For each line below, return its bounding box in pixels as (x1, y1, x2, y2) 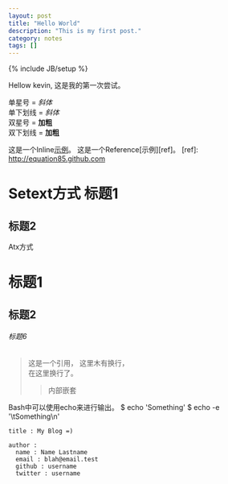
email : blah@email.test (15, 455, 99, 463)
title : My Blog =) (8, 427, 74, 435)
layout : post (8, 11, 52, 20)
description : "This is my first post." (8, 27, 142, 35)
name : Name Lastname (15, 448, 88, 456)
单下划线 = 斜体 (8, 108, 60, 118)
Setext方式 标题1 (8, 184, 119, 203)
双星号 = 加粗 (8, 118, 53, 127)
